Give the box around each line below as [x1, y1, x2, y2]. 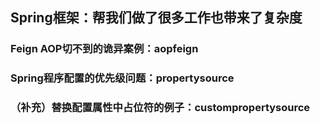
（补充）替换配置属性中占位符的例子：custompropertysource [10, 101, 311, 115]
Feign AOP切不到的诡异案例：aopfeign [10, 42, 199, 56]
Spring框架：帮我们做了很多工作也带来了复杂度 [10, 9, 303, 27]
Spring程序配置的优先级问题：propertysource [10, 71, 235, 85]
